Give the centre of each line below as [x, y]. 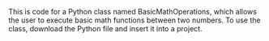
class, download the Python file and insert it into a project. [105, 29]
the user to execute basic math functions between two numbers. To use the [134, 20]
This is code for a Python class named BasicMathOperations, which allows [133, 12]
